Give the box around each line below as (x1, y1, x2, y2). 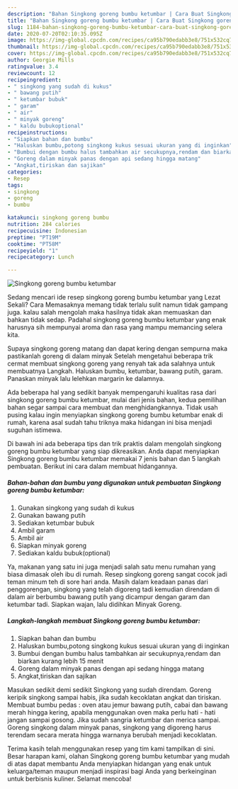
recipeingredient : (7, 76, 62, 84)
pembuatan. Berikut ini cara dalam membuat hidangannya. (7, 462, 178, 471)
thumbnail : (7, 43, 40, 50)
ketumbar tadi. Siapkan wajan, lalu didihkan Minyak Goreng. (7, 600, 182, 609)
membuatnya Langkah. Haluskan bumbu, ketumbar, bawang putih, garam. (7, 367, 223, 375)
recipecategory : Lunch (7, 254, 74, 261)
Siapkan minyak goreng (17, 541, 87, 550)
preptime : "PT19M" (7, 234, 62, 241)
